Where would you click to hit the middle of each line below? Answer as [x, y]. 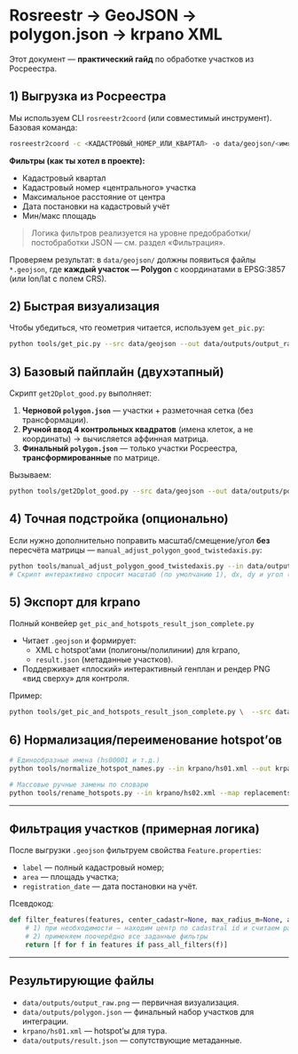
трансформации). [55, 420]
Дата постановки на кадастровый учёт [96, 206]
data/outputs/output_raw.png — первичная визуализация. [130, 1002]
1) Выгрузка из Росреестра [88, 97]
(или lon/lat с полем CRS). [58, 278]
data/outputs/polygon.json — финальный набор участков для [138, 1011]
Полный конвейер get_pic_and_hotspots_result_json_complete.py [132, 624]
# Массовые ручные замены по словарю [79, 784]
